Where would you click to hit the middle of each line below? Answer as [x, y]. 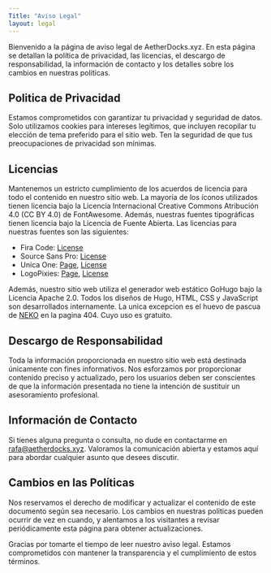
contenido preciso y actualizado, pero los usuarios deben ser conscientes [132, 377]
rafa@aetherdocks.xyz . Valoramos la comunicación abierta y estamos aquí [133, 449]
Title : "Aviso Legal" [45, 16]
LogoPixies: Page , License [64, 274]
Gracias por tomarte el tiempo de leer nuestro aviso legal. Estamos [120, 544]
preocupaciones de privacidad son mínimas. [82, 144]
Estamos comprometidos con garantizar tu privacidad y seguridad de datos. [135, 118]
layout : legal [32, 24]
